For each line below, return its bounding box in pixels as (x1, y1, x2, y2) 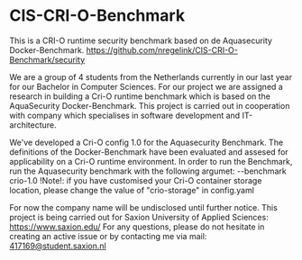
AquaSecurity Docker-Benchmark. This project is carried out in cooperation (9, 100, 290, 111)
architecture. (9, 119, 57, 130)
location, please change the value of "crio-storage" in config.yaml (9, 184, 255, 195)
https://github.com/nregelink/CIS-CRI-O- (86, 44, 239, 55)
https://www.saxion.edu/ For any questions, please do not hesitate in (9, 221, 265, 232)
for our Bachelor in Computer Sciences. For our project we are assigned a (9, 81, 284, 92)
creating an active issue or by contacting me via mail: (9, 230, 207, 241)
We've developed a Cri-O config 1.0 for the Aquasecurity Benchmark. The (9, 137, 284, 148)
